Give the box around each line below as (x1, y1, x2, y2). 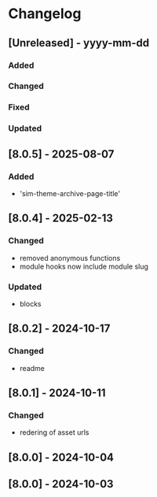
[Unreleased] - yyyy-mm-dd (8, 36, 150, 50)
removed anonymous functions (19, 253, 121, 262)
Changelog (8, 5, 82, 23)
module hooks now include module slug (19, 261, 149, 271)
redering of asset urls (19, 428, 89, 437)
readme (19, 363, 45, 373)
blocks (19, 299, 42, 308)
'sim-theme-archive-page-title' (19, 188, 120, 198)
